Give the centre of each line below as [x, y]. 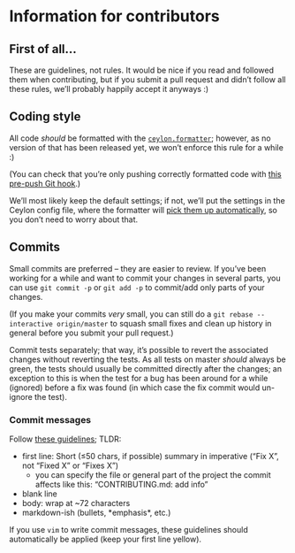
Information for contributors [115, 16]
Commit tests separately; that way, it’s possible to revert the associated [139, 349]
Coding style [45, 117]
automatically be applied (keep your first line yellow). [105, 539]
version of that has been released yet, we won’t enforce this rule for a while [147, 147]
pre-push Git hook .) [45, 183]
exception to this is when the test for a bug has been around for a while [139, 378]
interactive [31, 324]
